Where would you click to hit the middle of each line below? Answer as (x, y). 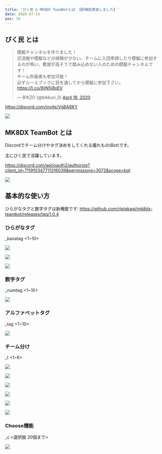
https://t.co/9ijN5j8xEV (40, 88)
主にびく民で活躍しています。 (35, 155)
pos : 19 (13, 18)
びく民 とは (22, 39)
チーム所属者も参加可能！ (42, 76)
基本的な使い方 (27, 196)
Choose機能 (19, 425)
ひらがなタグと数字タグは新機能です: (42, 209)
